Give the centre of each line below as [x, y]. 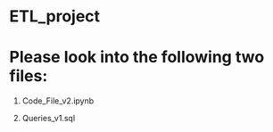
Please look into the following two [137, 58]
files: [29, 76]
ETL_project [55, 16]
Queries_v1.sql [49, 119]
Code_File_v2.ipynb [58, 101]
